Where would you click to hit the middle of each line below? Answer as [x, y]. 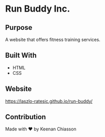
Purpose [19, 28]
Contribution [26, 117]
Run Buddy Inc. [38, 9]
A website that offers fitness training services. [53, 39]
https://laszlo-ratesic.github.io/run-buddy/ [49, 101]
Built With [21, 55]
